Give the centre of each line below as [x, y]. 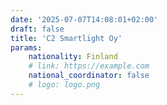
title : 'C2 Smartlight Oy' [66, 38]
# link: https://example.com [89, 66]
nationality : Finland [73, 57]
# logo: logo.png [64, 85]
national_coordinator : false [89, 76]
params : [26, 47]
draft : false [37, 29]
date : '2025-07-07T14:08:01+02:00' [84, 19]
